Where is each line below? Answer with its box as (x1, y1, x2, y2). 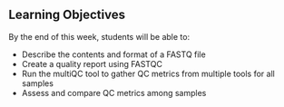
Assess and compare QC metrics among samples (21, 87, 207, 98)
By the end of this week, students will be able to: (8, 31, 191, 42)
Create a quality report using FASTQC (21, 58, 162, 69)
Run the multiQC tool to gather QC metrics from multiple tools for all (21, 68, 276, 79)
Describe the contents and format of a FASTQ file (21, 49, 206, 60)
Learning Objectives (8, 7, 126, 23)
